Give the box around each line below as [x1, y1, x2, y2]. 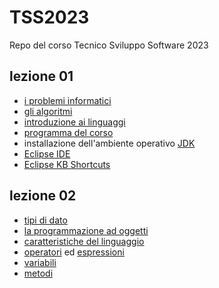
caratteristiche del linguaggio [23, 235, 145, 247]
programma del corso [23, 126, 114, 138]
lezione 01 [9, 68, 74, 85]
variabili [23, 256, 57, 268]
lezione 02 [9, 187, 77, 205]
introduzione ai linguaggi [23, 116, 126, 128]
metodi [23, 267, 54, 279]
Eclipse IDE [23, 147, 71, 160]
